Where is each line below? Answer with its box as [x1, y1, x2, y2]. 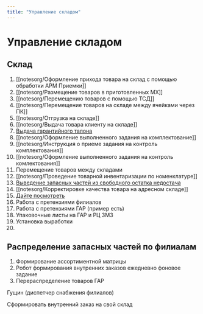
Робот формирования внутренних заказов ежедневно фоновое [15, 264, 181, 271]
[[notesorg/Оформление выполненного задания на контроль [15, 153, 173, 160]
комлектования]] [15, 159, 60, 167]
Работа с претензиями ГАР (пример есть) [15, 204, 124, 212]
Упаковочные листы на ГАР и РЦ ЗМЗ [15, 211, 113, 218]
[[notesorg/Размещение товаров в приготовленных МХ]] [15, 88, 163, 96]
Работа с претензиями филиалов [15, 198, 102, 206]
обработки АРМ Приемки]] [15, 82, 87, 89]
